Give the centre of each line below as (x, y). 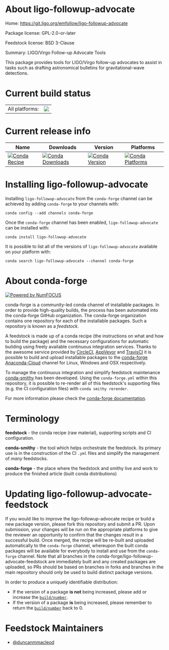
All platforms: (23, 108)
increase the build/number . (40, 597)
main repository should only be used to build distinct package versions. (79, 572)
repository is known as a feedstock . (42, 326)
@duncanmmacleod (33, 642)
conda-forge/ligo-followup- (125, 556)
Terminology (32, 418)
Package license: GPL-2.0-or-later (41, 33)
